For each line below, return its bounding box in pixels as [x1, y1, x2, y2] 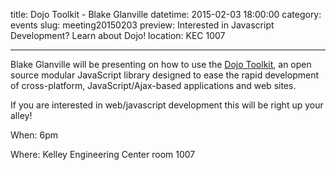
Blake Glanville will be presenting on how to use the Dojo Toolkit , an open [10, 59, 312, 70]
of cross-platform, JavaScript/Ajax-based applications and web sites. [10, 80, 297, 91]
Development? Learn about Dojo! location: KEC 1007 [10, 30, 226, 41]
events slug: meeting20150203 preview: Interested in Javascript [10, 19, 275, 31]
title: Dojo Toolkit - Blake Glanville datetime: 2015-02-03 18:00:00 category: [10, 9, 322, 20]
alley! [10, 110, 33, 121]
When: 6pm [10, 129, 58, 141]
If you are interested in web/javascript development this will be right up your [10, 99, 324, 111]
